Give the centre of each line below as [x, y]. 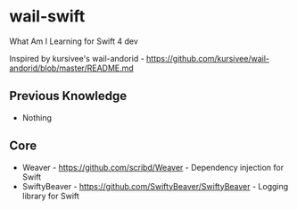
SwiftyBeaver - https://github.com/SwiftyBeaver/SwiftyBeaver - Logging [155, 186]
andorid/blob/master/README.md [71, 68]
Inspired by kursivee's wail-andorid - [77, 58]
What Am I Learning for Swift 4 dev [74, 41]
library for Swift [51, 196]
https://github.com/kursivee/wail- [208, 58]
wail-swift [47, 17]
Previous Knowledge [68, 96]
